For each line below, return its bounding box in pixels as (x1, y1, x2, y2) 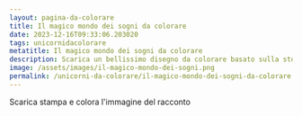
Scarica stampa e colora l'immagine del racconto (9, 96, 191, 107)
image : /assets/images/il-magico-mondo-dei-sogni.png (9, 64, 216, 73)
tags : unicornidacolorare (9, 38, 106, 48)
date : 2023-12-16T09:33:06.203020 (9, 30, 139, 39)
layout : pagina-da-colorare (9, 13, 115, 22)
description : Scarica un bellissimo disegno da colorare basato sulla (9, 55, 280, 64)
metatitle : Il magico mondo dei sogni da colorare (9, 47, 203, 56)
